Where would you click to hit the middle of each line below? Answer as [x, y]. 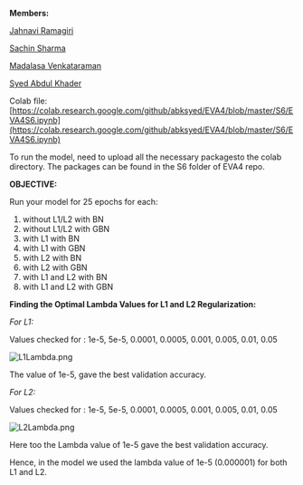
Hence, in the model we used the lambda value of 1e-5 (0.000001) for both [148, 462]
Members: [29, 13]
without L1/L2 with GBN [66, 229]
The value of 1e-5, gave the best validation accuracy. [108, 374]
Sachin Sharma [38, 48]
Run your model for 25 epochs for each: [84, 202]
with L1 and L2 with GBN [68, 286]
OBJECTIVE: [33, 184]
